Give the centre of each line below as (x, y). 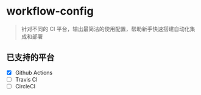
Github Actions (34, 72)
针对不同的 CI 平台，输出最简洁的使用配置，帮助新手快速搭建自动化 (105, 29)
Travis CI (26, 79)
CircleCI (25, 86)
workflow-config (50, 11)
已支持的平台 (30, 58)
